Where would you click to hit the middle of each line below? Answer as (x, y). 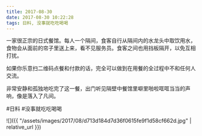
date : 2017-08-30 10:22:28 (40, 17)
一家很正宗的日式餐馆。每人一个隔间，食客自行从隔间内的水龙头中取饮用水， (101, 41)
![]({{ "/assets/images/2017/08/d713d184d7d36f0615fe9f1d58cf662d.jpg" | (99, 121)
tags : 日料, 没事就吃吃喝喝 (37, 23)
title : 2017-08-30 (29, 12)
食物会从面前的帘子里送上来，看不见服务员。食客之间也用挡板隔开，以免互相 (101, 48)
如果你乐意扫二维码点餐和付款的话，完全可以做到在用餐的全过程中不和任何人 (101, 68)
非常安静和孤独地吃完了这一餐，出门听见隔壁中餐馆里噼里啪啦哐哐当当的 (96, 89)
